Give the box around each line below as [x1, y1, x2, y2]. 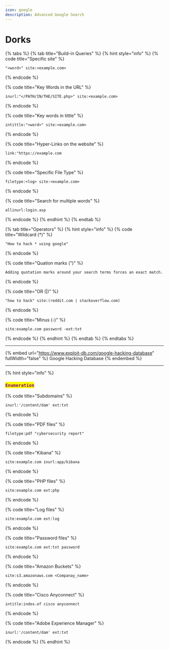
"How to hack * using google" [5, 241, 69, 246]
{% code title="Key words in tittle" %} [5, 113, 83, 119]
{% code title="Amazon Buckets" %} [5, 563, 81, 569]
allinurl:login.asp [5, 208, 46, 213]
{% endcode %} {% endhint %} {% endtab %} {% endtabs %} [5, 335, 134, 341]
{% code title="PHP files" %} [5, 478, 65, 484]
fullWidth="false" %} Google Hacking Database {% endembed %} [5, 356, 142, 362]
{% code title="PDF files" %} [5, 421, 65, 427]
